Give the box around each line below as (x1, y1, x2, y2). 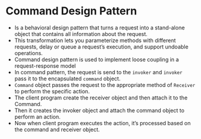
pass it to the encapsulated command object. (14, 75, 121, 82)
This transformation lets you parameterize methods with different (14, 37, 176, 44)
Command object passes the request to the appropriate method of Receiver (14, 81, 196, 88)
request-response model (14, 62, 76, 69)
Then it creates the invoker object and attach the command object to (14, 107, 185, 114)
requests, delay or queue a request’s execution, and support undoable (14, 43, 189, 50)
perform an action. (14, 113, 61, 120)
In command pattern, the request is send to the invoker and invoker (14, 68, 183, 75)
